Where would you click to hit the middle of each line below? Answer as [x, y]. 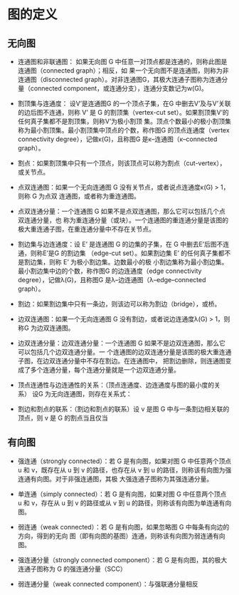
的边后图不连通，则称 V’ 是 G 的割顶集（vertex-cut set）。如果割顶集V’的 [123, 112]
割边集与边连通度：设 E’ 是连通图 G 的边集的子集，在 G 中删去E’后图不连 [123, 244]
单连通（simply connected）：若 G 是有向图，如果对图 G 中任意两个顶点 [122, 494]
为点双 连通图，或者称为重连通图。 [90, 196]
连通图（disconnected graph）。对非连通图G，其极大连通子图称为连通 [119, 79]
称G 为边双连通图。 [46, 328]
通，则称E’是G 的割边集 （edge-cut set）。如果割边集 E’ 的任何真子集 [118, 253]
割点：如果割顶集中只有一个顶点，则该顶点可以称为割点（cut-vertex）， [122, 163]
